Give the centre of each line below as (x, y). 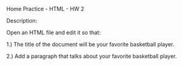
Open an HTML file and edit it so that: (54, 32)
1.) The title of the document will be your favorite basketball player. (90, 44)
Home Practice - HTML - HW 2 (45, 9)
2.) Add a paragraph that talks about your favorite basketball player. (92, 56)
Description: (22, 20)
